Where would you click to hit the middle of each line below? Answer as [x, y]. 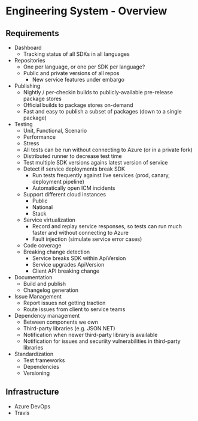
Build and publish [45, 284]
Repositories [30, 60]
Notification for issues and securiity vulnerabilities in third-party [102, 341]
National [42, 207]
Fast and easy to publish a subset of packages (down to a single [102, 111]
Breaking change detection [57, 252]
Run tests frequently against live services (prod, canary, [101, 175]
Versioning [36, 373]
